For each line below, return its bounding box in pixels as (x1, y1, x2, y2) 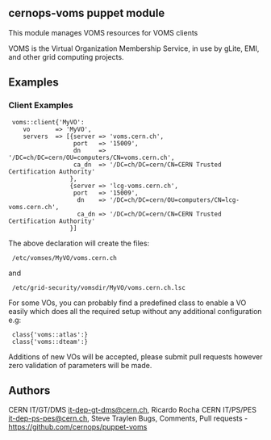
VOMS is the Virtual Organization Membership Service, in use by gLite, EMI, (8, 44, 260, 53)
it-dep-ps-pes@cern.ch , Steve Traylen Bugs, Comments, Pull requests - (8, 413, 248, 423)
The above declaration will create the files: (8, 238, 150, 248)
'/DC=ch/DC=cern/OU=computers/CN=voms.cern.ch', (8, 153, 175, 161)
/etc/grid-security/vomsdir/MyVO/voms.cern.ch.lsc (11, 283, 186, 291)
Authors (8, 383, 51, 397)
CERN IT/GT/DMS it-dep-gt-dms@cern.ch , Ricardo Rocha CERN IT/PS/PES (8, 405, 256, 415)
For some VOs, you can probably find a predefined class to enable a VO (8, 298, 247, 308)
